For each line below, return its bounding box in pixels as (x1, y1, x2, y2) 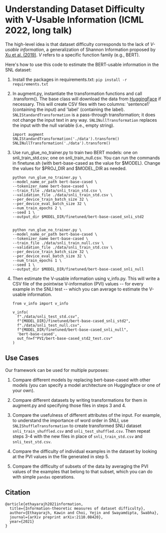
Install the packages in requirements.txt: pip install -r (12, 76, 127, 82)
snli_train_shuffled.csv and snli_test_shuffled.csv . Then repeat (12, 428, 151, 434)
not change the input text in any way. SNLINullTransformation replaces (12, 117, 158, 123)
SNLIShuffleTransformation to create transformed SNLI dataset (12, 423, 142, 429)
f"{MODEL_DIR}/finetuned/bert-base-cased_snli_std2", (17, 318, 131, 323)
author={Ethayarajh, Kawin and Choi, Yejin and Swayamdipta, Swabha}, (9, 510, 159, 515)
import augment (12, 132, 44, 137)
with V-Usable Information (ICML (5, 14, 144, 25)
